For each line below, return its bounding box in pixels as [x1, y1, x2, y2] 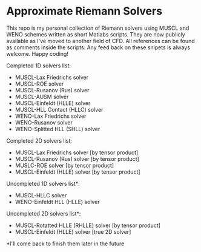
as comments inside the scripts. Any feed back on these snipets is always [6, 44, 191, 51]
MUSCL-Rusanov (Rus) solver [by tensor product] [15, 155, 139, 162]
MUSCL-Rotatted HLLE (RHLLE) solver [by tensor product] [15, 222, 160, 229]
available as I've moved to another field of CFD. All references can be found [6, 37, 195, 44]
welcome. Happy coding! [6, 50, 68, 57]
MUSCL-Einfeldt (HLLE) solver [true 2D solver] [15, 228, 131, 235]
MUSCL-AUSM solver [15, 93, 69, 100]
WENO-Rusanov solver [15, 118, 73, 126]
